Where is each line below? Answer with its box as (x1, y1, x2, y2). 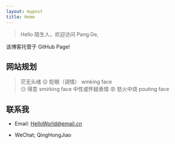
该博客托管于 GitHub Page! (6, 43, 71, 50)
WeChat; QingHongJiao (14, 132, 72, 139)
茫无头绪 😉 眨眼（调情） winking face (20, 78, 113, 85)
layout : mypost (6, 8, 43, 15)
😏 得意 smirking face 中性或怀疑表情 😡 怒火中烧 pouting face (20, 86, 169, 93)
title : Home (6, 14, 35, 20)
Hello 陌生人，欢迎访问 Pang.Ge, (20, 30, 99, 38)
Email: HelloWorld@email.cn (14, 120, 82, 127)
